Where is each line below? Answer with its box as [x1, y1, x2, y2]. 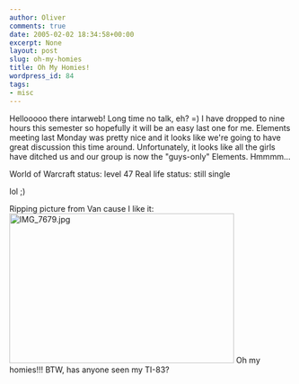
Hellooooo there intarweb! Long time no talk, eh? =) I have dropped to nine [9, 113, 286, 124]
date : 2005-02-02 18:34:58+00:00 [9, 30, 135, 39]
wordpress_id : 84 [9, 72, 75, 81]
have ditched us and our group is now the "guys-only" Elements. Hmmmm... [9, 151, 291, 161]
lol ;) [9, 186, 26, 196]
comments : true [9, 22, 66, 31]
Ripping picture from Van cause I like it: [9, 203, 154, 214]
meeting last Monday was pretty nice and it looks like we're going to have [9, 132, 281, 143]
